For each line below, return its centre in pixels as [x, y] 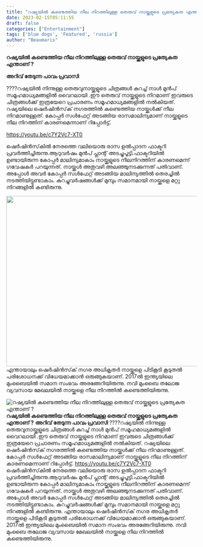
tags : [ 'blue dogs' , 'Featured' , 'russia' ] [62, 35]
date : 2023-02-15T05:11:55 [40, 18]
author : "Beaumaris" [32, 40]
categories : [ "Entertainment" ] [46, 29]
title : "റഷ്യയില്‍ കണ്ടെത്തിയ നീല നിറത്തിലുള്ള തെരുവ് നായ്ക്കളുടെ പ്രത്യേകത [95, 12]
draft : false [23, 23]
